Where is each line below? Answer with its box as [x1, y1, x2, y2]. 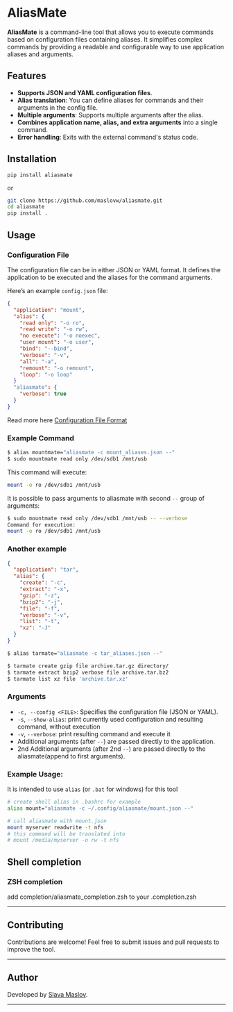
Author [7, 972, 38, 984]
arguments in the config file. [17, 103, 98, 112]
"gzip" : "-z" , [19, 592, 60, 599]
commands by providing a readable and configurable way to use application [7, 42, 225, 51]
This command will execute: [7, 467, 87, 476]
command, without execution [17, 722, 101, 731]
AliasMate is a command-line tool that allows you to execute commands [7, 28, 214, 36]
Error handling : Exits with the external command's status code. [17, 133, 199, 141]
